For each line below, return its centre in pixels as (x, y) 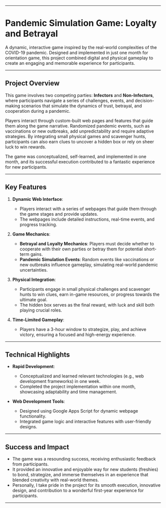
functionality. (33, 416)
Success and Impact (37, 447)
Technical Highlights (38, 354)
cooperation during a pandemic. (38, 111)
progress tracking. (38, 224)
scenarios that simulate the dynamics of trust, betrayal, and (82, 106)
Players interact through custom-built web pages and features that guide (79, 120)
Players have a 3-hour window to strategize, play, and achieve (83, 329)
